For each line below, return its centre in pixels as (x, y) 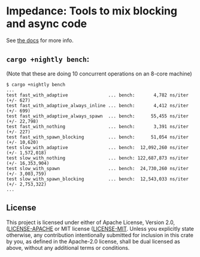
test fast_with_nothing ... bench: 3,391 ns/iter (97, 126)
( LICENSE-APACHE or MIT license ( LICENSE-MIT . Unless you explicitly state (100, 228)
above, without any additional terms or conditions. (68, 247)
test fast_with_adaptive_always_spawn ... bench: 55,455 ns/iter (97, 116)
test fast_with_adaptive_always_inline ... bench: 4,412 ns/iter (97, 105)
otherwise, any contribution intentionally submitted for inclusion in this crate (100, 235)
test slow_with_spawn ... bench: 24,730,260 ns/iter (97, 168)
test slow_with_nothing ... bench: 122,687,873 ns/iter (97, 158)
